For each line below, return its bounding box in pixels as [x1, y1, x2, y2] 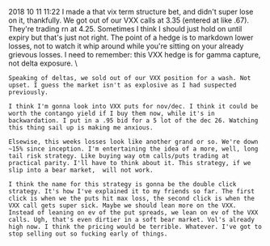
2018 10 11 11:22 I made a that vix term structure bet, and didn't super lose [8, 7, 254, 16]
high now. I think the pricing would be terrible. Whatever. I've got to [8, 223, 263, 231]
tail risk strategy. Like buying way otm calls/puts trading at [8, 152, 230, 160]
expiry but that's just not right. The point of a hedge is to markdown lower [8, 32, 254, 42]
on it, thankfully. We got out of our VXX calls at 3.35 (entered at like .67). [8, 15, 249, 25]
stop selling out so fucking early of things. [8, 230, 168, 238]
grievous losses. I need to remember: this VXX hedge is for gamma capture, [8, 50, 261, 59]
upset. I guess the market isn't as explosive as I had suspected [8, 81, 237, 89]
